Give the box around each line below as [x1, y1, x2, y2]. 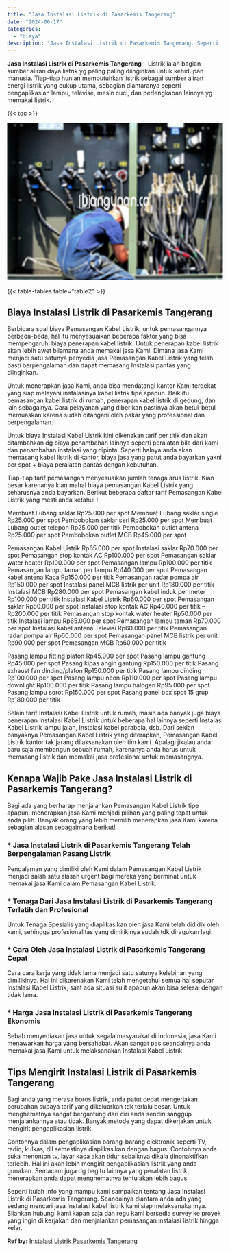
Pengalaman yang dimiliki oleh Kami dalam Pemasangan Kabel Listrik [7, 864, 202, 873]
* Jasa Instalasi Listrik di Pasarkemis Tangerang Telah [7, 840, 190, 850]
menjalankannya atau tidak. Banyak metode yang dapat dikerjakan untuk [7, 1117, 212, 1125]
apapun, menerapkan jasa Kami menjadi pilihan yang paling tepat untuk [7, 809, 209, 817]
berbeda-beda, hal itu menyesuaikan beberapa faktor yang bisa [7, 332, 187, 341]
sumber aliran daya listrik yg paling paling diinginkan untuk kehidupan [7, 67, 204, 75]
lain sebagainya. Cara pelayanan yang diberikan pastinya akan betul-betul [7, 404, 216, 412]
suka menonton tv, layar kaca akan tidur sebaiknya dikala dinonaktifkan [7, 1152, 209, 1161]
